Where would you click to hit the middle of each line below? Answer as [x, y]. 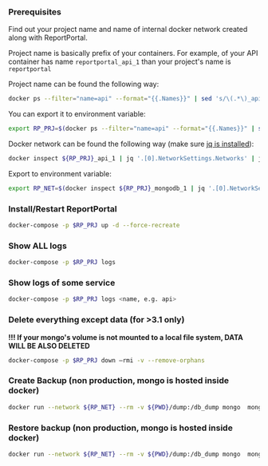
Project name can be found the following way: [84, 84]
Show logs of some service [62, 283]
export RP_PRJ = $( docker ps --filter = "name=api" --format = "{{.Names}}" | [132, 129]
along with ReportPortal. [48, 38]
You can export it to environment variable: [77, 114]
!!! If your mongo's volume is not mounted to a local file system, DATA [126, 337]
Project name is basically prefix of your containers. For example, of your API [133, 53]
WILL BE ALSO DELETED [49, 346]
